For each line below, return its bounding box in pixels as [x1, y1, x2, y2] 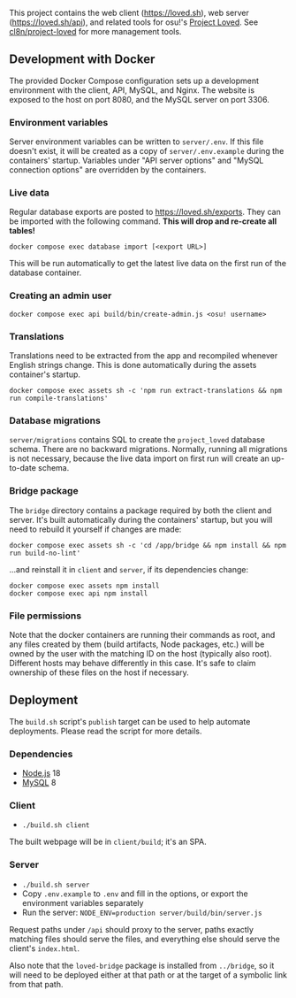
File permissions [9, 610, 82, 622]
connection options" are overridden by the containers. [9, 165, 207, 175]
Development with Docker [9, 52, 156, 67]
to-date [9, 463, 37, 473]
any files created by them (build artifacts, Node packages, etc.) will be [9, 639, 265, 649]
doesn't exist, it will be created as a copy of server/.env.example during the [9, 146, 285, 157]
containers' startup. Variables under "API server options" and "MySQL [9, 155, 264, 166]
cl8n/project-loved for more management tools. [9, 27, 182, 36]
